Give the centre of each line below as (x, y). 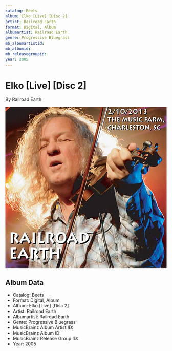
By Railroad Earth (24, 99)
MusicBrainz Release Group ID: (45, 339)
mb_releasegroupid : (26, 54)
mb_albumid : (18, 49)
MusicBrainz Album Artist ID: (43, 327)
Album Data (25, 283)
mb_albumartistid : (25, 44)
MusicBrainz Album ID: (37, 333)
